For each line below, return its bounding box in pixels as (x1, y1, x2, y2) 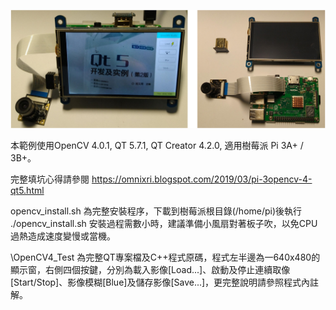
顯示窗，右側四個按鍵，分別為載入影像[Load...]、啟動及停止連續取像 (10, 263, 291, 275)
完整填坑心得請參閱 (10, 173, 90, 185)
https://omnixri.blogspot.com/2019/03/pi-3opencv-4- (91, 173, 313, 185)
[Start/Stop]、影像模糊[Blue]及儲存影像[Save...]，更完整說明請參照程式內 (10, 276, 311, 288)
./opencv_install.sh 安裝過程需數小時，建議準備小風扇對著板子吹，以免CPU (10, 217, 318, 229)
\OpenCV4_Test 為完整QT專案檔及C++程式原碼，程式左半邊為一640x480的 (10, 251, 321, 263)
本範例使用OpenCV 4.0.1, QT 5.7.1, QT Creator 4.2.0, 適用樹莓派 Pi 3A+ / (10, 139, 304, 151)
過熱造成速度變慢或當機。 (10, 230, 116, 242)
